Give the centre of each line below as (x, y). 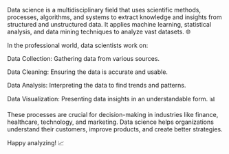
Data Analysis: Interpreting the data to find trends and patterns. (97, 85)
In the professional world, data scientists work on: (78, 45)
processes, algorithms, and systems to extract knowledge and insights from (115, 17)
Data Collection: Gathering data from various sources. (84, 59)
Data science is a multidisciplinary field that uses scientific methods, (104, 10)
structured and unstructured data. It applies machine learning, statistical (109, 24)
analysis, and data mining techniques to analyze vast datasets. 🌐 (99, 31)
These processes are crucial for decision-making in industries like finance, (113, 115)
